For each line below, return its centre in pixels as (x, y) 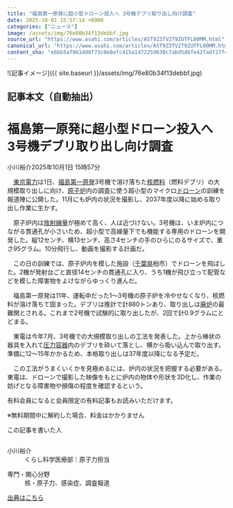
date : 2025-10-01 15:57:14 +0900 (55, 20)
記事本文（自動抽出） (53, 97)
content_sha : (26, 53)
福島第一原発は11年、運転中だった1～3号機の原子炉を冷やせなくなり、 (113, 296)
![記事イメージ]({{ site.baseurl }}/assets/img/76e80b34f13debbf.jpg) (105, 73)
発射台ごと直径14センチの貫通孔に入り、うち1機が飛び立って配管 (127, 272)
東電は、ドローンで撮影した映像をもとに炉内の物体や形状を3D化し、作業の (114, 377)
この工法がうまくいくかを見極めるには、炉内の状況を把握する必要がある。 (119, 369)
